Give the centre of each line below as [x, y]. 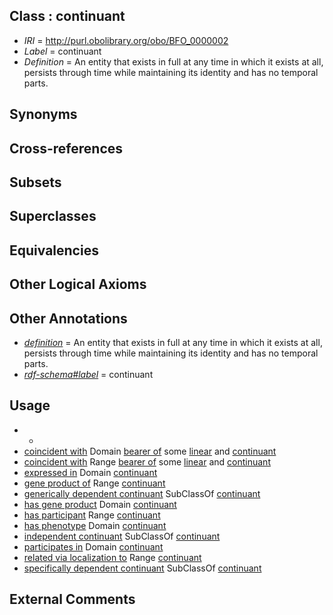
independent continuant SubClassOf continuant [122, 536]
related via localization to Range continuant [112, 557]
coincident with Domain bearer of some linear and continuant [150, 451]
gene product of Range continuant [94, 483]
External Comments [72, 599]
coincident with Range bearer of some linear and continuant [147, 461]
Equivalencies [54, 250]
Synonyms [43, 114]
